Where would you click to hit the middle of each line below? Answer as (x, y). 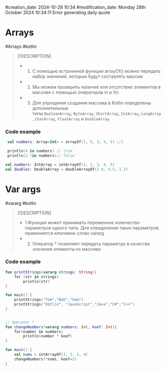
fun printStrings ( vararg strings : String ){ (51, 272)
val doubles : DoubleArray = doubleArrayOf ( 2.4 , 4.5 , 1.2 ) (67, 169)
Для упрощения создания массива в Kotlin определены (91, 103)
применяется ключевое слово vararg (64, 233)
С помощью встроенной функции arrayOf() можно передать (96, 71)
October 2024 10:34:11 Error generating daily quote (58, 12)
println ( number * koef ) (48, 336)
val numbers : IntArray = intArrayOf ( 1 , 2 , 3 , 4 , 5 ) (60, 165)
